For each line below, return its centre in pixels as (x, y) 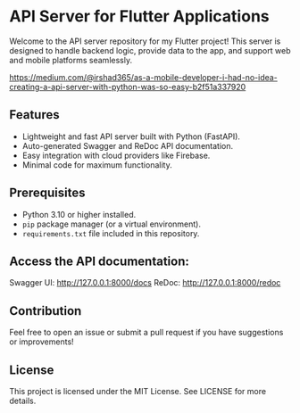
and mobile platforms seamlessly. (71, 60)
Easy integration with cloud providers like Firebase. (116, 155)
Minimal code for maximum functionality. (97, 165)
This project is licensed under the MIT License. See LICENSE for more (137, 391)
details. (23, 401)
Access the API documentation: (99, 261)
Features (34, 115)
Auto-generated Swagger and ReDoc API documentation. (128, 145)
